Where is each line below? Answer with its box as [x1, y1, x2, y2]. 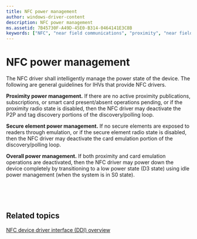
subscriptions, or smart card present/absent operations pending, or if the [6, 99, 183, 106]
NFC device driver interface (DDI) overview [6, 226, 110, 233]
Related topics [6, 211, 60, 221]
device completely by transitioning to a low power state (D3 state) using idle [6, 165, 189, 172]
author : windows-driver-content [6, 14, 85, 20]
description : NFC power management [6, 19, 93, 25]
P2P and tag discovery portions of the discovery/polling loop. [6, 111, 154, 118]
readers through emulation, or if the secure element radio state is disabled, [6, 129, 186, 136]
